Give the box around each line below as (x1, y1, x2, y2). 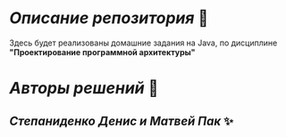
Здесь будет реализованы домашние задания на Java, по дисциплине (9, 37, 278, 48)
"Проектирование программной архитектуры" (9, 46, 196, 57)
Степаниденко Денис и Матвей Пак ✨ (9, 113, 234, 128)
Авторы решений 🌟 (9, 78, 159, 99)
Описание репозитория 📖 (9, 8, 209, 28)
